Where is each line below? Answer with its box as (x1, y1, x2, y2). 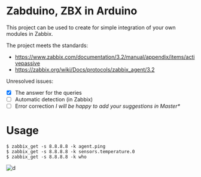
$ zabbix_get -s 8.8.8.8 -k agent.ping (6, 144, 106, 150)
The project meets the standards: (6, 42, 89, 49)
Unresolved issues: (6, 77, 54, 85)
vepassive (14, 60, 41, 67)
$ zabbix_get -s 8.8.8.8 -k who (6, 154, 87, 160)
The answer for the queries (14, 89, 82, 96)
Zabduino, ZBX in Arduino (6, 4, 138, 18)
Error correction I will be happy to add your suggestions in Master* (14, 103, 181, 110)
